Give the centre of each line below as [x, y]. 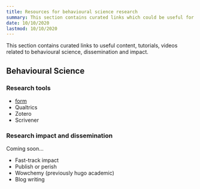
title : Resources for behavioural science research [72, 12]
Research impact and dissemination [59, 136]
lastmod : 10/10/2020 [32, 28]
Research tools [28, 88]
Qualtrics [26, 107]
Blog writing [30, 179]
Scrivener [27, 120]
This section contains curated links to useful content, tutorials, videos [92, 46]
